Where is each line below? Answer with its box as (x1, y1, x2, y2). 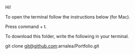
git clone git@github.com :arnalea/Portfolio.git (5, 43, 99, 49)
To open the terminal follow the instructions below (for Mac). (5, 14, 130, 19)
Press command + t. (5, 23, 47, 29)
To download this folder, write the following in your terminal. (5, 33, 129, 39)
